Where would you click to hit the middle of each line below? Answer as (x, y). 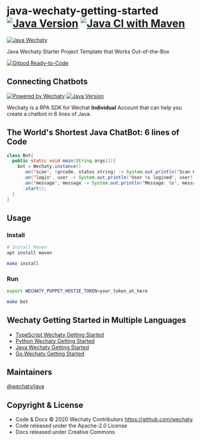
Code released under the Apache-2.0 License (71, 426)
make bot (18, 302)
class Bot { (20, 156)
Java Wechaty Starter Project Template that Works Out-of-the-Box (88, 51)
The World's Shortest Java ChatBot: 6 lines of (93, 133)
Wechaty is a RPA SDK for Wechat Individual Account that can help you (94, 107)
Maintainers (30, 372)
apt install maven (29, 253)
